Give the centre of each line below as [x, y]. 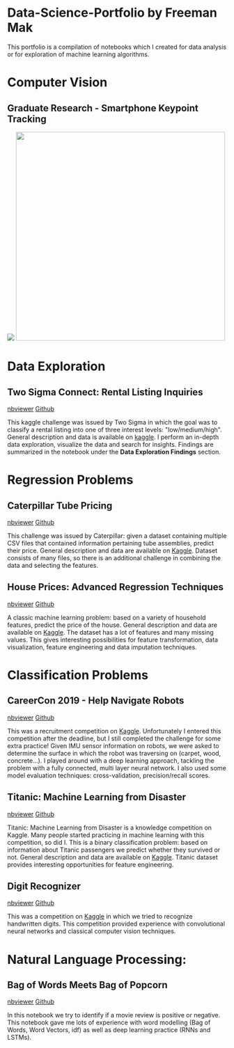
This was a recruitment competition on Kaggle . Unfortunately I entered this [114, 731]
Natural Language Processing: [97, 959]
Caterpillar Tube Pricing [60, 506]
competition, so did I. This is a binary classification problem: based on [108, 842]
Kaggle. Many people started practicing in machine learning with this [106, 835]
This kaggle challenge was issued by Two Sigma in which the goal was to [112, 422]
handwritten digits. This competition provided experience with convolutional [116, 924]
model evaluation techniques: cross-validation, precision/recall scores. [109, 775]
